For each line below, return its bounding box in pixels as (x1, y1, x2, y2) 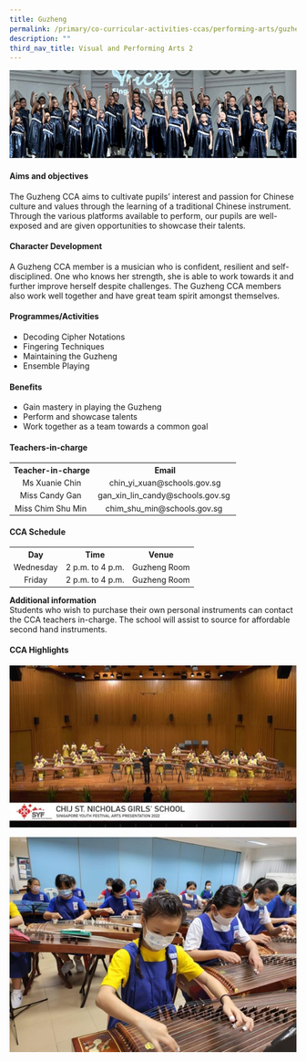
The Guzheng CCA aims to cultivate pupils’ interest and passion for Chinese (9, 191, 294, 202)
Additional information (9, 594, 97, 606)
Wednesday (13, 562, 58, 573)
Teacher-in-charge (13, 464, 91, 475)
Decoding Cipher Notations (22, 331, 126, 342)
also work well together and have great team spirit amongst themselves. (9, 290, 280, 301)
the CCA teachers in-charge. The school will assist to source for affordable (9, 614, 291, 625)
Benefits (9, 381, 43, 392)
